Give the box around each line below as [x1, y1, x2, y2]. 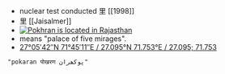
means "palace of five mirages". [19, 34, 127, 43]
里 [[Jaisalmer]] [19, 16, 72, 26]
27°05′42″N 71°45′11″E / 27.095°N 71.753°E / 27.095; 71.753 [19, 43, 218, 51]
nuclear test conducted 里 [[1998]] [19, 6, 135, 15]
